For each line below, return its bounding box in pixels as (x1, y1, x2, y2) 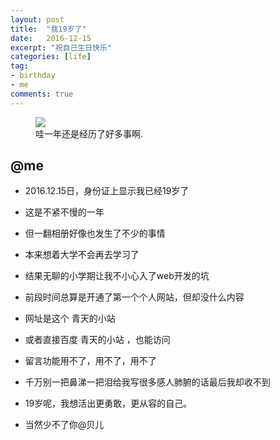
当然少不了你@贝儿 (24, 419, 105, 431)
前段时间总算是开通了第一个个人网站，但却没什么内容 (24, 291, 245, 303)
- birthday (10, 71, 56, 81)
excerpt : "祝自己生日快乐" (10, 42, 113, 53)
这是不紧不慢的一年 (24, 206, 105, 218)
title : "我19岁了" (10, 24, 87, 34)
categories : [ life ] (10, 52, 92, 62)
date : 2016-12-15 (10, 33, 92, 43)
